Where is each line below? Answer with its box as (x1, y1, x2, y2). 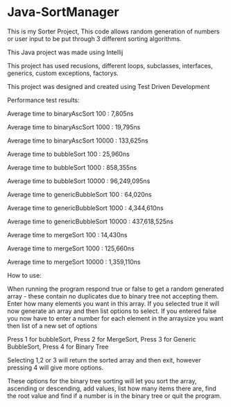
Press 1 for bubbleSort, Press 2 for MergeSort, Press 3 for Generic (7, 335, 196, 343)
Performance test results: (7, 95, 80, 104)
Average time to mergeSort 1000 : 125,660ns (7, 244, 135, 253)
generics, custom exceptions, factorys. (7, 69, 119, 77)
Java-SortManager (7, 4, 119, 20)
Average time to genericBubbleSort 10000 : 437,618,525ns (7, 217, 173, 225)
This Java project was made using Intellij (7, 48, 123, 56)
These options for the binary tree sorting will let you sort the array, (7, 376, 197, 385)
